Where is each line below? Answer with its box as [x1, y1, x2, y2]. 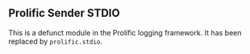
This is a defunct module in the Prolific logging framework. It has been [8, 27, 242, 37]
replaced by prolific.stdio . [8, 36, 103, 46]
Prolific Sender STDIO [8, 6, 120, 20]
